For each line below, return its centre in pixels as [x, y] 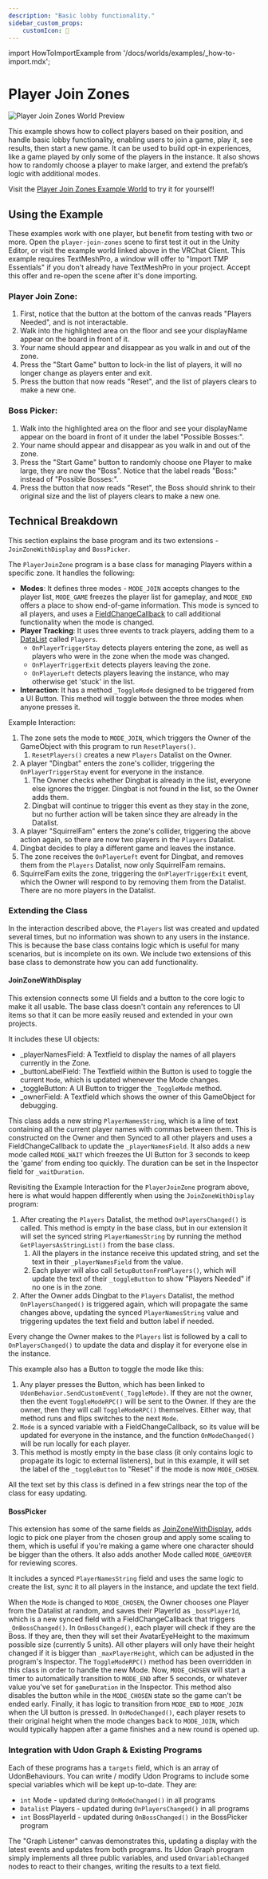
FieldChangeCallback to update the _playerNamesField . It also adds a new [129, 1146]
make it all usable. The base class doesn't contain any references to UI [124, 1006]
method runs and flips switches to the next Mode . [99, 1418]
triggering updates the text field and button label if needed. [117, 1322]
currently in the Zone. [55, 1063]
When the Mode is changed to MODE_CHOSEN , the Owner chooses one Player [129, 1602]
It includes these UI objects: [54, 1039]
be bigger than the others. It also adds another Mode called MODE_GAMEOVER [130, 1554]
